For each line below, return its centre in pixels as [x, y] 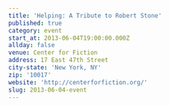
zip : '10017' [30, 75]
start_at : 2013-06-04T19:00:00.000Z [69, 38]
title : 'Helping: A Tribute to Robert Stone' [85, 16]
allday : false [32, 45]
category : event [35, 30]
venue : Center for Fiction [53, 53]
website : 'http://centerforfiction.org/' [78, 82]
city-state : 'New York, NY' [55, 68]
